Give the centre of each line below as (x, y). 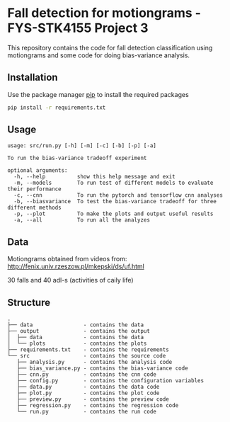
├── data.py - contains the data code (88, 387)
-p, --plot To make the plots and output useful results (114, 214)
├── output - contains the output (79, 331)
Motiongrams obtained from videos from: (67, 259)
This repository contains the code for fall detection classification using (110, 47)
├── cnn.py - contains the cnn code (87, 375)
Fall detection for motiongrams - (104, 13)
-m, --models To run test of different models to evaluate (114, 183)
